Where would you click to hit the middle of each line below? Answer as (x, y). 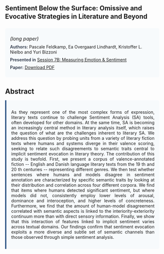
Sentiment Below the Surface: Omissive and (74, 8)
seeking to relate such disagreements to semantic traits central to (83, 149)
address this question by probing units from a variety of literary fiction (83, 138)
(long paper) (24, 39)
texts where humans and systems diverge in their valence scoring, (83, 143)
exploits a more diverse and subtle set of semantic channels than (83, 232)
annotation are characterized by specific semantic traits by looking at (83, 179)
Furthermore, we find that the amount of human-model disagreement (83, 206)
